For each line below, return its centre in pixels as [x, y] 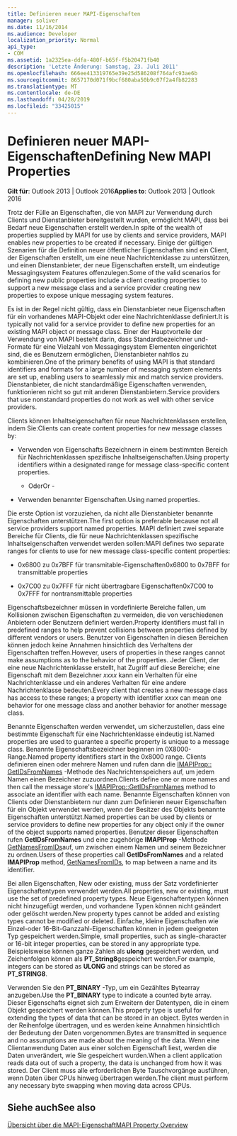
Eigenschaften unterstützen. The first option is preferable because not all [113, 520]
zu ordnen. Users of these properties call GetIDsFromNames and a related [116, 854]
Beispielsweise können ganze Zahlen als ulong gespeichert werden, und [113, 951]
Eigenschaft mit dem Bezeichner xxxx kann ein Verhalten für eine [102, 675]
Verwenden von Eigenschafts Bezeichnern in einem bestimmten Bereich [122, 449]
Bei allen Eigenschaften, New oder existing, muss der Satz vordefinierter [113, 883]
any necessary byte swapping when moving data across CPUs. [99, 1085]
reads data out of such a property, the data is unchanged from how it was [115, 1063]
